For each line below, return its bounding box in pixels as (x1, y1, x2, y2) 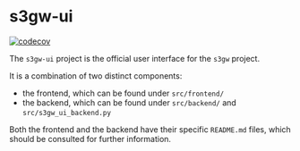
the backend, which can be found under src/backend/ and (21, 96, 237, 108)
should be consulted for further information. (9, 133, 172, 144)
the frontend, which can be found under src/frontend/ (21, 88, 225, 98)
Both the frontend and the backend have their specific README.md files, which (9, 123, 291, 135)
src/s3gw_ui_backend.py (21, 108, 112, 117)
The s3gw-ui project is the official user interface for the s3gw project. (9, 53, 261, 63)
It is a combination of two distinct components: (9, 70, 183, 81)
